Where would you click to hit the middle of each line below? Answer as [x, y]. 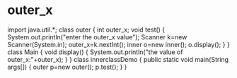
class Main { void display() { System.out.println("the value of [95, 52]
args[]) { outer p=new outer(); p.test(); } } [67, 67]
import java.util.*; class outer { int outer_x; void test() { [86, 30]
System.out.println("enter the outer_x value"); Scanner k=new [97, 37]
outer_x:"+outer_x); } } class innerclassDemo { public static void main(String [118, 59]
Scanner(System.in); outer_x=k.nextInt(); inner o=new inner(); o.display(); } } [118, 44]
